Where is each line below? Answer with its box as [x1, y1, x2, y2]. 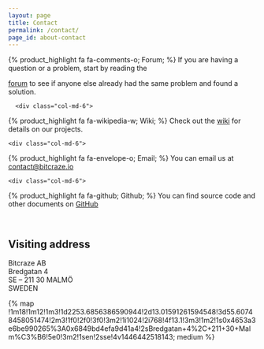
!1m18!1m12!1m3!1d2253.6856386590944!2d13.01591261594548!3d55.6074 [8, 307, 254, 317]
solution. [8, 87, 37, 97]
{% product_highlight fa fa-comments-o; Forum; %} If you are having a [8, 55, 239, 65]
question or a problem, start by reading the [8, 64, 147, 73]
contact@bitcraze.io [8, 162, 74, 172]
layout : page [8, 11, 51, 20]
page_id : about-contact [8, 33, 87, 42]
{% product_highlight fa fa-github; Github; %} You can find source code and [8, 191, 256, 201]
